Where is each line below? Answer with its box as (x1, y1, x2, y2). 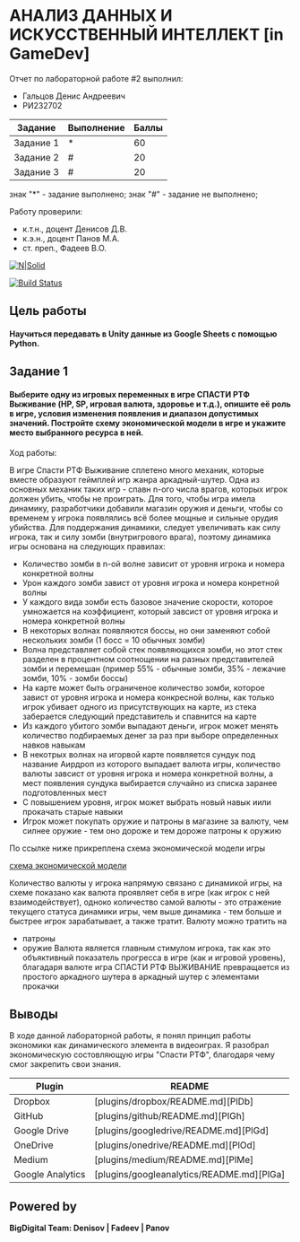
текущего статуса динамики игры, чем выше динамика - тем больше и (9, 905, 282, 916)
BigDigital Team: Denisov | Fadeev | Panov (9, 1222, 170, 1234)
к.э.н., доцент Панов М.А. (21, 232, 120, 243)
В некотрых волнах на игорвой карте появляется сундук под (21, 748, 256, 759)
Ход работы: (9, 447, 57, 458)
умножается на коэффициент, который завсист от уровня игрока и (21, 606, 279, 617)
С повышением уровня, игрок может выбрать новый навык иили (21, 796, 271, 808)
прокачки (21, 980, 60, 992)
